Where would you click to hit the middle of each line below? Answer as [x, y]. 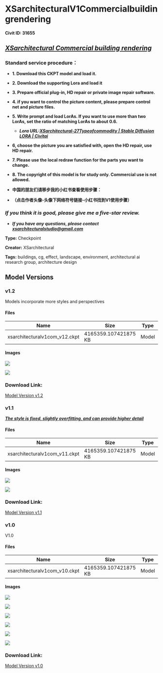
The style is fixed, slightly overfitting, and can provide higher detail [74, 418]
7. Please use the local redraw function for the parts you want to [78, 160]
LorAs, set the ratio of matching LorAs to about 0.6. [65, 122]
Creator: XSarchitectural [30, 247]
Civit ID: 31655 [20, 33]
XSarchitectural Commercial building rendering [78, 48]
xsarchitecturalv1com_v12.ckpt [43, 336]
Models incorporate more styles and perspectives [55, 302]
